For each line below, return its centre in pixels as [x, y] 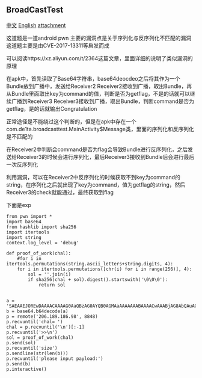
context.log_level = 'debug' [43, 243]
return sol [52, 285]
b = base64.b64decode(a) [37, 311]
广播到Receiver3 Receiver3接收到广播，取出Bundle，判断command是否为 [103, 101]
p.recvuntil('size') [32, 348]
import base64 [24, 222]
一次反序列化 [22, 164]
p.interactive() [26, 369]
